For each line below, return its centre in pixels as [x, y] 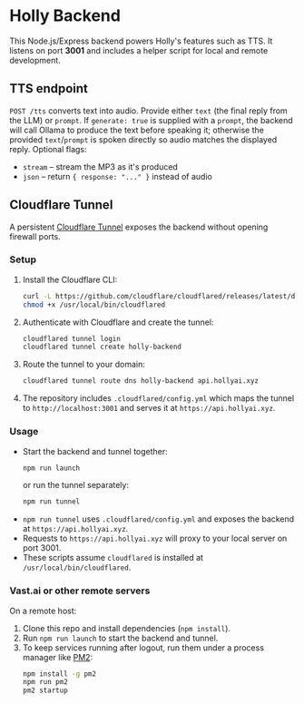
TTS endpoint [49, 88]
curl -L [37, 296]
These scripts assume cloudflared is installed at [113, 558]
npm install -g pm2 [59, 674]
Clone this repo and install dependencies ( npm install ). [127, 628]
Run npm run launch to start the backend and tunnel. [120, 638]
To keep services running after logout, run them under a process [143, 647]
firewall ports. [35, 236]
